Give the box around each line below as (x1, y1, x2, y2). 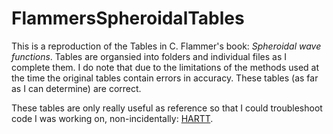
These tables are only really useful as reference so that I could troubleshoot (11, 102, 323, 114)
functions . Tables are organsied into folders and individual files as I (11, 50, 288, 62)
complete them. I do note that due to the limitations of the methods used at (11, 61, 320, 73)
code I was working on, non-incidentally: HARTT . (11, 112, 214, 124)
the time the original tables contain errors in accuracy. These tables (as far (11, 72, 319, 84)
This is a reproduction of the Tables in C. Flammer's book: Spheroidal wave (11, 40, 322, 52)
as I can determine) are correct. (11, 82, 142, 94)
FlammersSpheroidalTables (11, 7, 245, 30)
